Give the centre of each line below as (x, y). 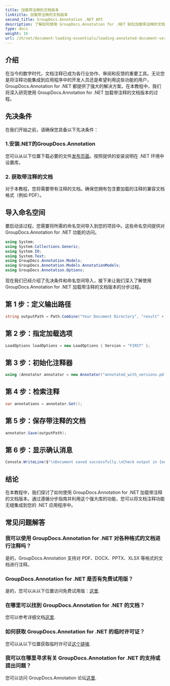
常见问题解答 (25, 523)
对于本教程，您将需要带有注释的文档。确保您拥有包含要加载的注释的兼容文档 (85, 189)
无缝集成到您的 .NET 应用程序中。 (40, 505)
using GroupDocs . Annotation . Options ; (45, 270)
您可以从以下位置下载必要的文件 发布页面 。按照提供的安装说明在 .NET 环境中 (85, 156)
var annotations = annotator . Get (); (44, 404)
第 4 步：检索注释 (32, 392)
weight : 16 (17, 34)
